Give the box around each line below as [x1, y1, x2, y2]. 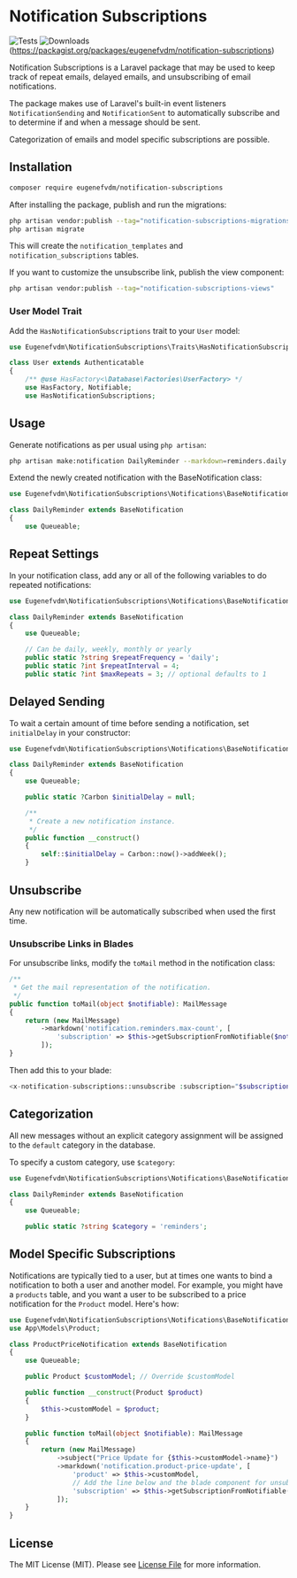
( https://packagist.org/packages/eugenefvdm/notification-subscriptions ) [9, 44, 275, 55]
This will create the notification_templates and [9, 241, 184, 251]
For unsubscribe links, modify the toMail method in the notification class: [9, 958, 276, 969]
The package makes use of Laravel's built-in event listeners [9, 97, 227, 108]
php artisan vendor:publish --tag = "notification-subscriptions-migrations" [9, 216, 294, 225]
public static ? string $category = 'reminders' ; [25, 1222, 208, 1232]
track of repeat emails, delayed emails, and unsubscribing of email [9, 71, 252, 81]
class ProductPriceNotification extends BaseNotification [9, 1340, 227, 1349]
